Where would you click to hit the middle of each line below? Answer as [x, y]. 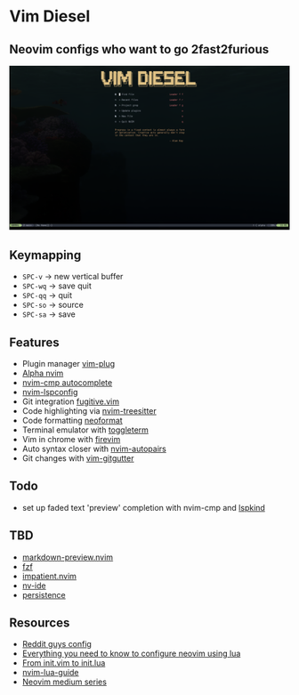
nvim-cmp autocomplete [67, 382]
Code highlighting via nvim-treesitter [89, 410]
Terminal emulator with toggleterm [85, 430]
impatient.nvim [49, 576]
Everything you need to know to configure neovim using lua [131, 654]
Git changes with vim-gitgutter [78, 458]
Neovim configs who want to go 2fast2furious [139, 49]
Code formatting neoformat [72, 420]
